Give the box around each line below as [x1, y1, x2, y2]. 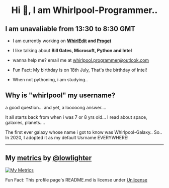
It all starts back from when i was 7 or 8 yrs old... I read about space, [5, 114, 147, 120]
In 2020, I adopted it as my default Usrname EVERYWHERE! [5, 134, 129, 140]
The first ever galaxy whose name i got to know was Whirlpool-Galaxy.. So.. [5, 129, 162, 135]
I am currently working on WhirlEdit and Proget [12, 38, 112, 44]
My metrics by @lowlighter [5, 154, 92, 162]
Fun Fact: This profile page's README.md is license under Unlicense [5, 176, 147, 182]
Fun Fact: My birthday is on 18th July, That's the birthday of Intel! [12, 67, 147, 73]
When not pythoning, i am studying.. [12, 77, 88, 82]
